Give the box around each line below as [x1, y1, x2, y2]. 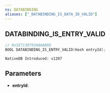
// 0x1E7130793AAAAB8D [5, 43, 51, 48]
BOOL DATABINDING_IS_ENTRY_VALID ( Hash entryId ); [5, 47, 106, 52]
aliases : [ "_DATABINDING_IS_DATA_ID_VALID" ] [5, 12, 97, 17]
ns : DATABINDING [5, 7, 38, 12]
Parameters [5, 70, 42, 78]
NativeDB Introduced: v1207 [5, 56, 63, 61]
